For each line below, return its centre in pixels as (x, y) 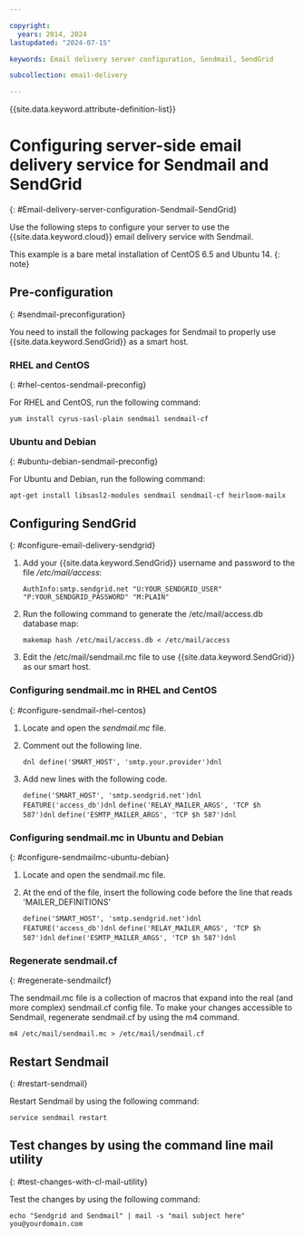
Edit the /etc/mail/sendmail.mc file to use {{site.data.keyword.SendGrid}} (158, 657)
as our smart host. (57, 667)
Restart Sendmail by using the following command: (104, 1101)
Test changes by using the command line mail (142, 1146)
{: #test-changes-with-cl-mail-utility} (78, 1182)
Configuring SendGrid (73, 523)
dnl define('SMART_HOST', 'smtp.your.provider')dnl (122, 762)
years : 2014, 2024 (53, 34)
